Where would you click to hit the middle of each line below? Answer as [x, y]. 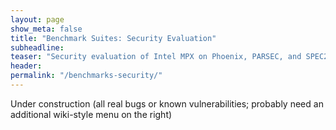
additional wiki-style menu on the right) [91, 114]
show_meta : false [46, 29]
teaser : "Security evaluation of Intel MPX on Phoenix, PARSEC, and [156, 57]
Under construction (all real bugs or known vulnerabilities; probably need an [167, 103]
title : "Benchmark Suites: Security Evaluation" [113, 38]
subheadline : [37, 47]
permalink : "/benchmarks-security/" [86, 76]
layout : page [37, 19]
